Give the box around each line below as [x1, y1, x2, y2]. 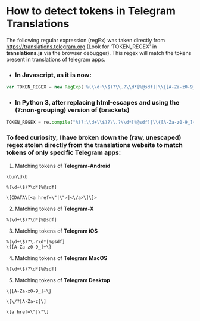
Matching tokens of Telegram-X [14, 205, 94, 212]
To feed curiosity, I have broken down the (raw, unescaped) [6, 133, 182, 142]
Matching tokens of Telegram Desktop [14, 276, 110, 283]
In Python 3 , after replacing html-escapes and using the [14, 99, 180, 107]
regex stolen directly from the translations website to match [6, 141, 183, 149]
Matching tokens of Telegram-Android [14, 162, 111, 169]
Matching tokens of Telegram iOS [14, 227, 98, 234]
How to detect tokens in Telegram [6, 4, 176, 18]
